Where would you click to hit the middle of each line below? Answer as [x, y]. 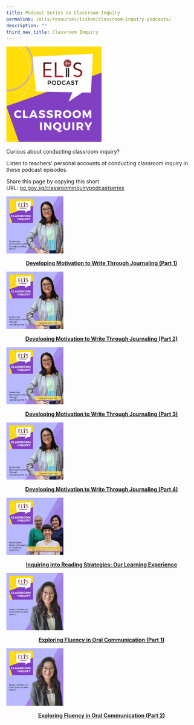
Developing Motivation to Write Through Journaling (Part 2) [102, 338]
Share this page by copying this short [53, 182]
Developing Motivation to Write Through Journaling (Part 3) [102, 414]
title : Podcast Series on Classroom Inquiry [63, 13]
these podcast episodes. [37, 170]
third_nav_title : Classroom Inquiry [52, 32]
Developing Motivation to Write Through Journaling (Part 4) [102, 489]
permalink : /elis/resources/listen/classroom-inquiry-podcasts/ [89, 19]
